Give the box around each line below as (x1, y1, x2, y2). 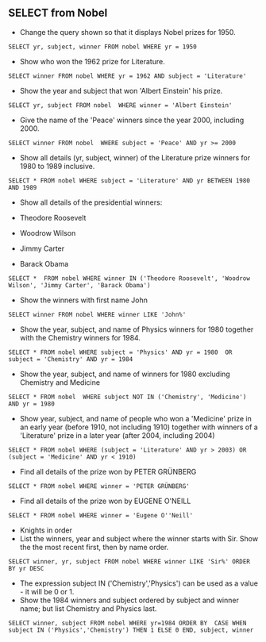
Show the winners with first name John (19, 295, 148, 305)
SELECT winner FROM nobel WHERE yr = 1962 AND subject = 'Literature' (8, 71, 247, 80)
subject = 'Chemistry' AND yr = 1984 (8, 355, 133, 363)
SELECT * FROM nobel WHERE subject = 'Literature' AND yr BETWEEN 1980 (8, 176, 250, 185)
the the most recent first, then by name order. (19, 542, 169, 552)
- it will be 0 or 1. (19, 586, 75, 596)
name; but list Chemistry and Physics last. (19, 603, 157, 613)
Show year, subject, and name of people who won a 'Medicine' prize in (19, 413, 252, 423)
